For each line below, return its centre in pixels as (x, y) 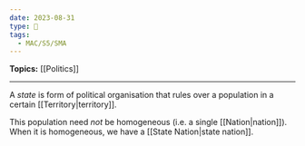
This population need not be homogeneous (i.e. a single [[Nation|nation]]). (148, 122)
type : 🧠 (24, 26)
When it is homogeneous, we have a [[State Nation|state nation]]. (132, 131)
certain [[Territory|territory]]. (63, 104)
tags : (20, 34)
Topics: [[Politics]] (44, 69)
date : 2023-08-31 (42, 18)
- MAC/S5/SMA (42, 43)
